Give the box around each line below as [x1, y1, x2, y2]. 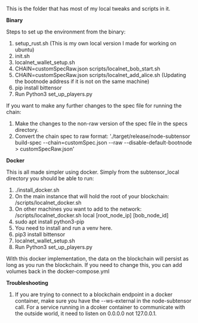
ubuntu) [14, 46, 35, 53]
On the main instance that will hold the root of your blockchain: [14, 193, 169, 199]
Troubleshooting [6, 279, 49, 286]
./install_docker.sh [14, 186, 60, 193]
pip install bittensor [14, 84, 63, 91]
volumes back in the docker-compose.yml [6, 268, 110, 275]
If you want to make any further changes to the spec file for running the [6, 102, 182, 109]
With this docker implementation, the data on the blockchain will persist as [6, 255, 189, 262]
